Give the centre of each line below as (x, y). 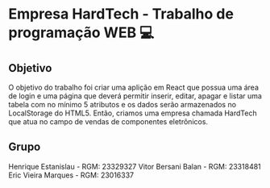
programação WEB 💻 (81, 33)
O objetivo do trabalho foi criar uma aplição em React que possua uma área (134, 87)
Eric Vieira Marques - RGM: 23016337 (71, 175)
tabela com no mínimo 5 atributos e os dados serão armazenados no (122, 104)
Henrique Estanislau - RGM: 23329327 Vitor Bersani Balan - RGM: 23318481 (135, 166)
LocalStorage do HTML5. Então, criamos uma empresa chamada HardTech (133, 113)
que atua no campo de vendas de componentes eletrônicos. (108, 121)
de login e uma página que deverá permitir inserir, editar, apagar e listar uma (135, 96)
